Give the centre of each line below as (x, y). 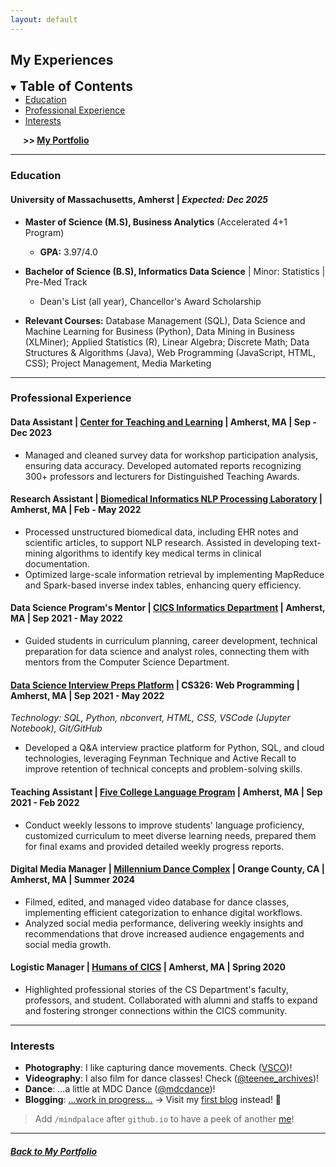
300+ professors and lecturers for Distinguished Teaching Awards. (162, 476)
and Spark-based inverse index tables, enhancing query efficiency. (163, 585)
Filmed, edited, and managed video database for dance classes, (157, 902)
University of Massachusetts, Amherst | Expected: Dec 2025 (139, 199)
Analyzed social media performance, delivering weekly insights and (164, 923)
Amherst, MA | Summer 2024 (72, 880)
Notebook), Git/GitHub (56, 728)
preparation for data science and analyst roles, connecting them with (167, 652)
